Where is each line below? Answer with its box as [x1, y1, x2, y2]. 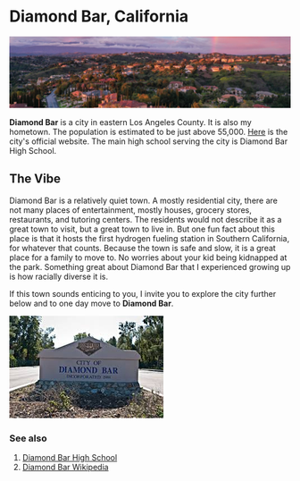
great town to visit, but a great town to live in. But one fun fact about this [9, 224, 275, 234]
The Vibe [9, 172, 61, 187]
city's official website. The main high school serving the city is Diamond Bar [9, 136, 288, 147]
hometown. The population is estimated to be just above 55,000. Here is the [9, 126, 288, 137]
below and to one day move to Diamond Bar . [9, 298, 174, 308]
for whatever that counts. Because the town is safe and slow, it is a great [9, 242, 277, 253]
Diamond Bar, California [9, 6, 189, 27]
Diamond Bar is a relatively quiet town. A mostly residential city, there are [9, 195, 279, 206]
